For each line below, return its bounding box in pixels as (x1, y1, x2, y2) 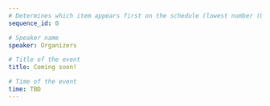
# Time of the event (8, 78, 78, 86)
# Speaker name (8, 34, 59, 42)
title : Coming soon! (8, 63, 78, 71)
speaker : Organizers (8, 41, 78, 49)
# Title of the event (8, 55, 81, 64)
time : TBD (8, 85, 42, 93)
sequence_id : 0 (8, 19, 59, 27)
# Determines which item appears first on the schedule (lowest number (8, 11, 253, 20)
